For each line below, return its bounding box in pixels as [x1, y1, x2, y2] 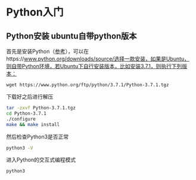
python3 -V [6, 145, 33, 151]
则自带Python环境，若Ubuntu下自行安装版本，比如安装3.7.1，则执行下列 [6, 63, 182, 70]
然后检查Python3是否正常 [6, 133, 69, 140]
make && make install [6, 121, 60, 128]
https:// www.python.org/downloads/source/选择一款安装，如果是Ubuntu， [6, 55, 189, 62]
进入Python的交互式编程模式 [6, 156, 76, 163]
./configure [6, 116, 36, 122]
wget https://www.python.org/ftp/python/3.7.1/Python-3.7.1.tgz [6, 82, 169, 88]
